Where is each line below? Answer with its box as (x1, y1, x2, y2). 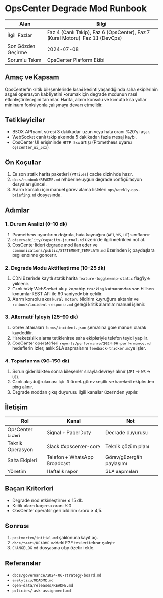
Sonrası (5, 522, 29, 530)
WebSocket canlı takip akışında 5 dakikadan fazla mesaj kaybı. (12, 134, 137, 140)
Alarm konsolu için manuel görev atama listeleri (12, 187, 107, 193)
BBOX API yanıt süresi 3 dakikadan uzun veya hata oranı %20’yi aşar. (12, 128, 150, 134)
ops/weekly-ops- (107, 188, 141, 193)
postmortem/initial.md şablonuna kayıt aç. (12, 535, 98, 541)
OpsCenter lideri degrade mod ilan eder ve (12, 242, 98, 248)
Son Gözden (7, 42, 36, 49)
